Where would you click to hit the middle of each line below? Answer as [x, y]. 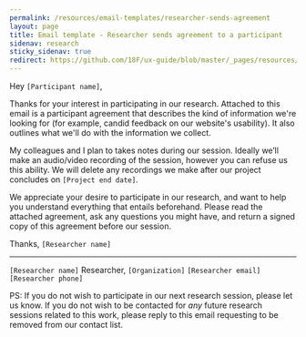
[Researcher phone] [46, 279]
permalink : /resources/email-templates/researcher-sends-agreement [140, 18]
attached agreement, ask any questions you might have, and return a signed [153, 216]
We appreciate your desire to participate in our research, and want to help [148, 197]
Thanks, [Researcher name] [61, 244]
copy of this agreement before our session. [90, 226]
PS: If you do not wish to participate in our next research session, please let [151, 296]
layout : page [34, 26]
